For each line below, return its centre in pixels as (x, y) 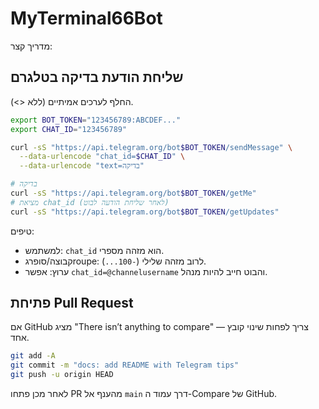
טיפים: (22, 231)
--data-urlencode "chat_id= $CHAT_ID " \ (102, 157)
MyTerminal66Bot (86, 18)
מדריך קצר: (31, 46)
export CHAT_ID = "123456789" (69, 129)
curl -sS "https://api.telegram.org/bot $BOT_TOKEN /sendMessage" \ (151, 147)
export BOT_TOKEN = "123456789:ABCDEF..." (96, 120)
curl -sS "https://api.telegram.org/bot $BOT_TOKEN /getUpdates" (145, 212)
